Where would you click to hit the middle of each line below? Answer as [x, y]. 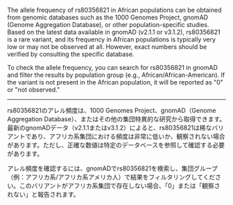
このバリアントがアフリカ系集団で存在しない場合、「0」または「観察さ [120, 186]
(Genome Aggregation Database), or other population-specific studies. [108, 25]
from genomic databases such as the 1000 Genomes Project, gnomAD [108, 17]
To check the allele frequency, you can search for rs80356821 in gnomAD [113, 68]
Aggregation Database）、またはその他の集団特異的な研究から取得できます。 [116, 119]
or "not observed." [34, 90]
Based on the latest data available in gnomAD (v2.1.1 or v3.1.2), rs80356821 [114, 32]
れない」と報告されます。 [43, 194]
